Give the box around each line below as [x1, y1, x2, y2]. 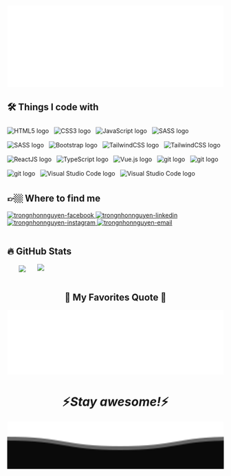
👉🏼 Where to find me [7, 193, 101, 205]
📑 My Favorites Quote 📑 [64, 291, 167, 303]
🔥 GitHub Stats [7, 246, 72, 258]
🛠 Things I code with [7, 101, 99, 113]
